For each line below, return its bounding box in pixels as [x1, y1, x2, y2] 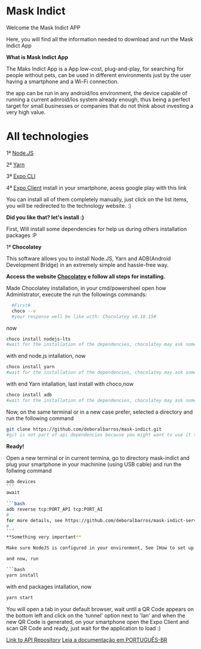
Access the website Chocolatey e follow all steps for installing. [6, 272, 166, 280]
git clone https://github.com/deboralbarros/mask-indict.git [6, 426, 162, 432]
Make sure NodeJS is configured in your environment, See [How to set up [6, 545, 194, 551]
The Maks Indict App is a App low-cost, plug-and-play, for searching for [6, 65, 184, 72]
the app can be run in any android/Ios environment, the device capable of [6, 89, 187, 96]
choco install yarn [6, 364, 55, 370]
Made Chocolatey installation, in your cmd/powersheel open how [6, 284, 166, 292]
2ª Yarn [6, 160, 25, 168]
